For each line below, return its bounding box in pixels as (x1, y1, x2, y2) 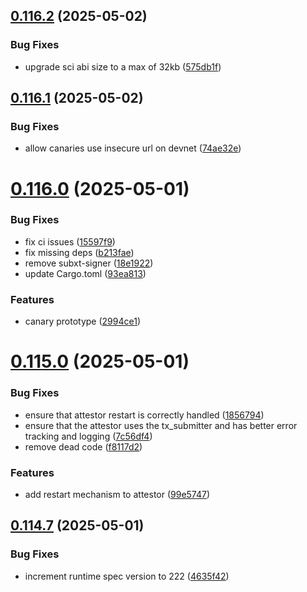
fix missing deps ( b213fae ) (24, 246, 135, 258)
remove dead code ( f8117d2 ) (24, 440, 143, 453)
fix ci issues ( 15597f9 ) (24, 235, 116, 248)
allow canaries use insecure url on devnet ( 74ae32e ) (24, 142, 242, 154)
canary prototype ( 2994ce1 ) (24, 315, 142, 328)
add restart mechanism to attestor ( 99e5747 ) (24, 488, 211, 500)
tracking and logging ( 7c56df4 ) (24, 430, 153, 442)
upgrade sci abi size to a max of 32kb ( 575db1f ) (24, 60, 222, 73)
